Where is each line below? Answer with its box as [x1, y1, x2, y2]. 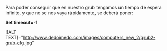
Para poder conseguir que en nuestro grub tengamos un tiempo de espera [5, 5, 162, 10]
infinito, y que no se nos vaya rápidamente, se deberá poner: [5, 10, 134, 16]
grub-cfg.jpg [5, 40, 32, 46]
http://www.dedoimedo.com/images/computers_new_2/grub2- [23, 35, 156, 40]
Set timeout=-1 [5, 20, 38, 25]
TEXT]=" [5, 35, 24, 40]
